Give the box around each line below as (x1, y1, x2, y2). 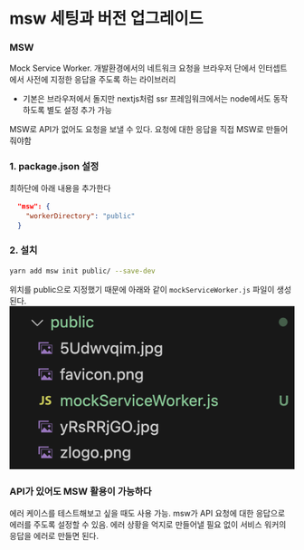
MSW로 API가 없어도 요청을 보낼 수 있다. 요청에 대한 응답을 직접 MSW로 (9, 124, 264, 135)
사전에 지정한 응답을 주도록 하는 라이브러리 (25, 74, 176, 85)
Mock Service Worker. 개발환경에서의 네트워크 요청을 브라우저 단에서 (9, 63, 256, 73)
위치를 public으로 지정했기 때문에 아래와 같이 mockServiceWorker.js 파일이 (9, 284, 275, 294)
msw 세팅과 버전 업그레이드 (9, 8, 204, 29)
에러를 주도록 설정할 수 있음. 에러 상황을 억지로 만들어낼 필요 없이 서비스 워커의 (9, 518, 287, 530)
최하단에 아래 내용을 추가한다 (9, 182, 111, 193)
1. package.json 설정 (9, 160, 100, 173)
